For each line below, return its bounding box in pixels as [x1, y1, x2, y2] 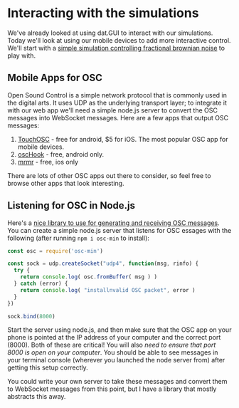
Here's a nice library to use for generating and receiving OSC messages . [7, 219, 220, 227]
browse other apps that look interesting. [7, 179, 124, 187]
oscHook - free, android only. [17, 150, 105, 158]
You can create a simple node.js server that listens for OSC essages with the [7, 226, 232, 234]
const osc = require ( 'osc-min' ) [7, 247, 103, 254]
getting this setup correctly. [7, 363, 88, 372]
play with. [7, 51, 36, 60]
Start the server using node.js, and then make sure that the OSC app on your [7, 325, 232, 334]
